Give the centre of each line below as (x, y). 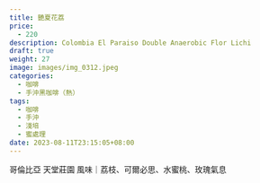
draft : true (31, 51)
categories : (31, 76)
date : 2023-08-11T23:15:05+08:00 (72, 143)
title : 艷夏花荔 (37, 17)
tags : (19, 101)
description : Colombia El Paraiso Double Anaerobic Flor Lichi (130, 43)
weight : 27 (30, 59)
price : (22, 26)
